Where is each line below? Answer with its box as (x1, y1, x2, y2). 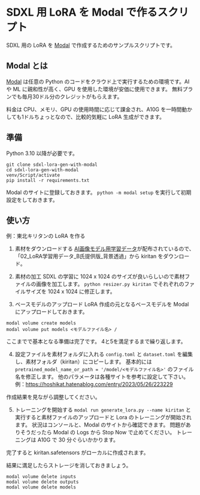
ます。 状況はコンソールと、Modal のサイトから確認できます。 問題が (14, 421, 186, 428)
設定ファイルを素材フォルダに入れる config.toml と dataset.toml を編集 (14, 351, 193, 358)
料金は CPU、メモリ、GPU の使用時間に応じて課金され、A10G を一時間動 (6, 106, 187, 113)
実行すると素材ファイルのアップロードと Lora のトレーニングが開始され (14, 414, 192, 421)
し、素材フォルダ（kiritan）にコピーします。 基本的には (14, 358, 152, 365)
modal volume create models (6, 320, 77, 326)
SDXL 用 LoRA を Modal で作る (6, 5, 157, 19)
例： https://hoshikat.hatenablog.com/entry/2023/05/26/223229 (14, 381, 173, 388)
